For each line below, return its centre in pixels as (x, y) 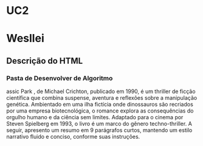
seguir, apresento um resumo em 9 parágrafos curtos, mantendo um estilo (99, 130)
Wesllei (25, 39)
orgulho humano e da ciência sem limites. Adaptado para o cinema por (95, 117)
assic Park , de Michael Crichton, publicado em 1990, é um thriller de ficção (101, 91)
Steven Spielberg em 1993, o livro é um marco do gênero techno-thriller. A (99, 124)
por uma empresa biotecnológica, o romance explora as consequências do (100, 111)
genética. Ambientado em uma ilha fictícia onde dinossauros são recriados (100, 105)
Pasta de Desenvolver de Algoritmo (60, 78)
